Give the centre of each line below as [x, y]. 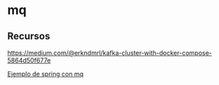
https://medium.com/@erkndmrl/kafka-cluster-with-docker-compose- [110, 53]
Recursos [29, 36]
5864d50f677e [29, 60]
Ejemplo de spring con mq [46, 74]
